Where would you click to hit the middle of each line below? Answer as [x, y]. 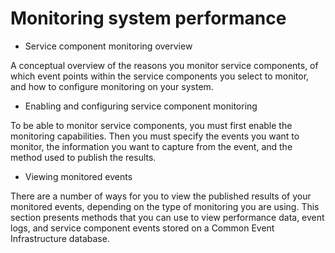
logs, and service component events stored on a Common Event [142, 228]
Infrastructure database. [60, 238]
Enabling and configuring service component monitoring [141, 106]
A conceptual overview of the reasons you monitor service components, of [164, 65]
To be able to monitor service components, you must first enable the [151, 125]
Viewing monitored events [78, 176]
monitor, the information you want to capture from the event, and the [151, 146]
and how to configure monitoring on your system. [112, 86]
